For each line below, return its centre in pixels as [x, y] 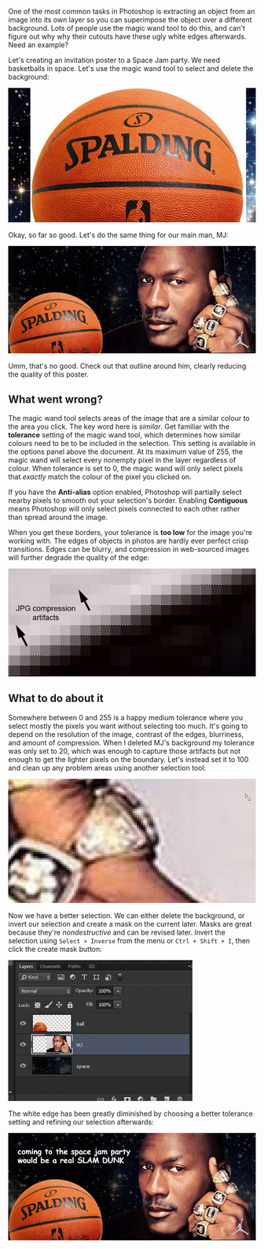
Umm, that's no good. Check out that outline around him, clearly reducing [127, 366]
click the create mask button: [55, 949]
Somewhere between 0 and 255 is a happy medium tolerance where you [126, 717]
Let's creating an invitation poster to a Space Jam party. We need [114, 60]
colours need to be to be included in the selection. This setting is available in [132, 444]
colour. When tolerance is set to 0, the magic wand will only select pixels [126, 469]
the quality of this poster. [48, 374]
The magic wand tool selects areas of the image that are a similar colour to [129, 418]
